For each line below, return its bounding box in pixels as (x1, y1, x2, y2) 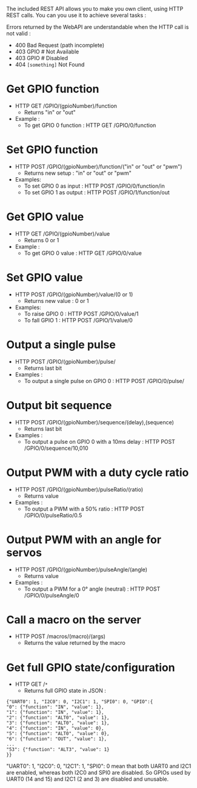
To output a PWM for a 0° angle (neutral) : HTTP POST (24, 585, 161, 593)
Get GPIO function (6, 82, 99, 96)
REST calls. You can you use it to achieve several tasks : (6, 12, 147, 19)
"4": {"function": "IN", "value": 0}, (6, 725, 104, 732)
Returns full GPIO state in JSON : (24, 687, 106, 695)
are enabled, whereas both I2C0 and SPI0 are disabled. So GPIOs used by (6, 769, 191, 776)
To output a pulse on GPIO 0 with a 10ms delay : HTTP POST (24, 438, 176, 445)
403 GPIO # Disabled (15, 55, 68, 61)
